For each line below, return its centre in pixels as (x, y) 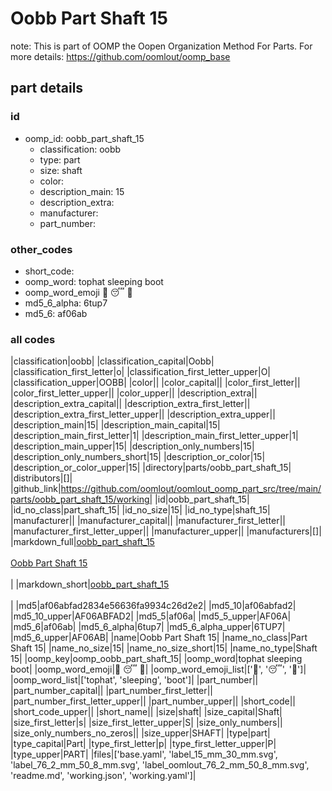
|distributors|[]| (41, 478)
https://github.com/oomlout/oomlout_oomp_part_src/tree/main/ (191, 489)
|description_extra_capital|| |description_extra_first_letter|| (130, 404)
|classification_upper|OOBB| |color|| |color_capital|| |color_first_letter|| (155, 383)
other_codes (41, 249)
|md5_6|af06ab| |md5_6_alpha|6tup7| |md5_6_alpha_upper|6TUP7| (148, 627)
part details (47, 88)
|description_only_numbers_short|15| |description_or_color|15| (138, 457)
